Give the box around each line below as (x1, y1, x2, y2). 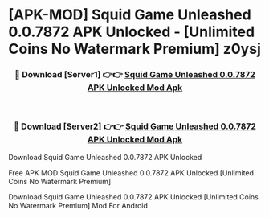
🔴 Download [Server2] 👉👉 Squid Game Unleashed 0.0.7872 (13, 121, 257, 132)
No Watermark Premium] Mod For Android (8, 200, 149, 210)
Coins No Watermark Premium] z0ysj (8, 40, 261, 58)
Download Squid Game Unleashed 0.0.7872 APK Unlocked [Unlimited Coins (8, 191, 259, 202)
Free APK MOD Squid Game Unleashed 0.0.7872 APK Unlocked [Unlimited (8, 167, 255, 178)
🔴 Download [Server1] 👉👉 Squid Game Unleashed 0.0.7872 (14, 69, 255, 80)
